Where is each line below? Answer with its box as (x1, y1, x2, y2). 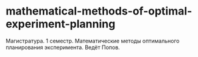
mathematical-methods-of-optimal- (5, 4, 193, 18)
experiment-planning (5, 17, 116, 31)
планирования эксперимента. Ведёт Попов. (5, 44, 120, 51)
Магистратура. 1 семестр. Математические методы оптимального (5, 37, 180, 44)
